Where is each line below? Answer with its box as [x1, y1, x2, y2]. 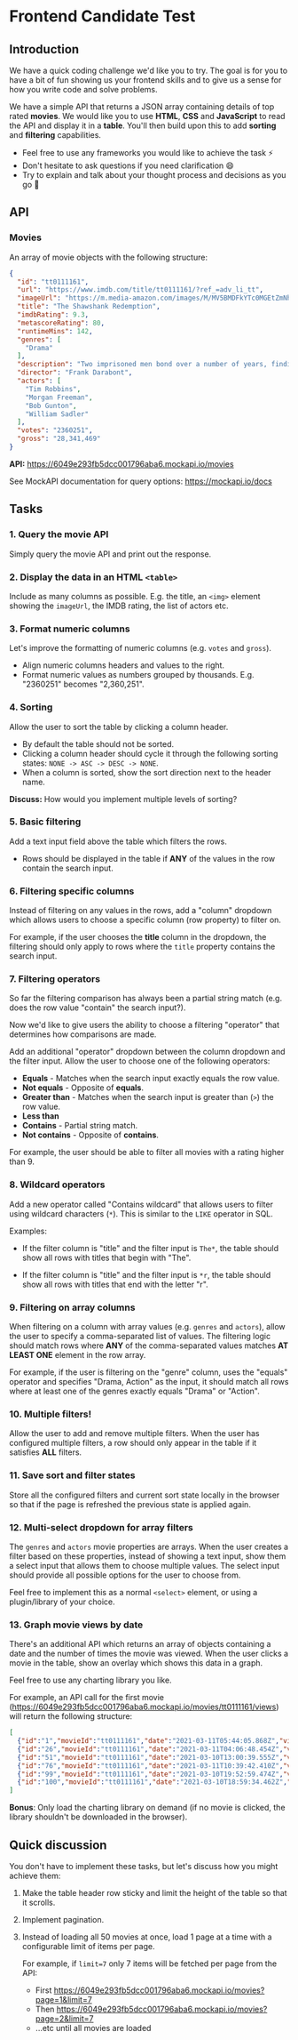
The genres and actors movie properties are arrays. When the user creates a [9, 1541, 289, 1552]
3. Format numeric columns [9, 622, 130, 635]
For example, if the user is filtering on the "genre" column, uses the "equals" [9, 1367, 288, 1377]
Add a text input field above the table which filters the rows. [9, 836, 228, 847]
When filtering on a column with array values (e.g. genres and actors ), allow [9, 1321, 286, 1331]
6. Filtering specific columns [9, 885, 135, 897]
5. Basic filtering [9, 815, 82, 828]
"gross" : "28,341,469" [17, 434, 101, 444]
